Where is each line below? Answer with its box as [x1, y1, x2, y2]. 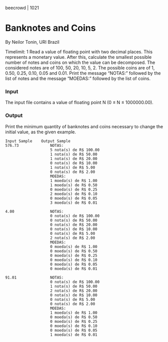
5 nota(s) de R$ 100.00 [50, 147, 100, 152]
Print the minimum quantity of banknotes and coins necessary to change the [5, 123, 163, 129]
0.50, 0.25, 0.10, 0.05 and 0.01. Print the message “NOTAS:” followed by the [5, 70, 161, 76]
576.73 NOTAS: [5, 143, 64, 148]
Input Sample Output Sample [5, 138, 71, 143]
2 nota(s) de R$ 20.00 [50, 288, 98, 293]
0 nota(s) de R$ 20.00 [50, 222, 98, 227]
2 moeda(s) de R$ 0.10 [50, 191, 98, 196]
